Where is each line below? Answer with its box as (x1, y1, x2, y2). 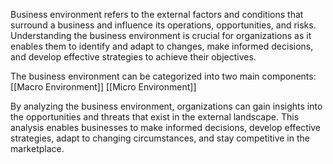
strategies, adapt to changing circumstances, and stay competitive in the (10, 132, 310, 144)
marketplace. (10, 143, 65, 154)
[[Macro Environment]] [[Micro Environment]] (10, 81, 197, 93)
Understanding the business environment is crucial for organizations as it (10, 30, 312, 41)
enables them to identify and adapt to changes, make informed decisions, (10, 40, 314, 52)
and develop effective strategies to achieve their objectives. (10, 51, 257, 63)
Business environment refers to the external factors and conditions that (10, 9, 304, 20)
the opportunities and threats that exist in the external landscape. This (10, 111, 300, 123)
